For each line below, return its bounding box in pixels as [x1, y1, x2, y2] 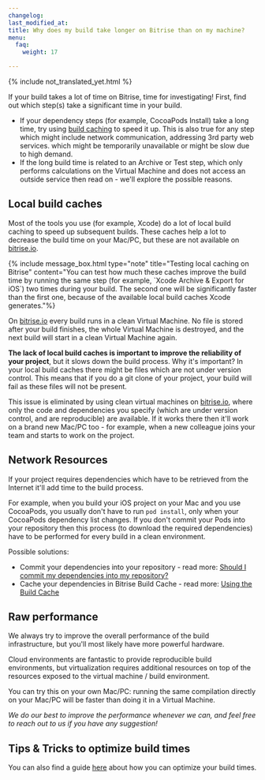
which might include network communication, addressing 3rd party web [19, 133, 254, 142]
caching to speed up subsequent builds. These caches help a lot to [8, 227, 226, 236]
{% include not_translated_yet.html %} [8, 77, 132, 86]
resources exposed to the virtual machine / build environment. [8, 672, 211, 681]
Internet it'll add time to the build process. [8, 482, 144, 492]
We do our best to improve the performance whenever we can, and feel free [8, 711, 256, 720]
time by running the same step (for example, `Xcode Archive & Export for [8, 276, 244, 285]
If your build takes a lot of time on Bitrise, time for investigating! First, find [8, 92, 247, 101]
